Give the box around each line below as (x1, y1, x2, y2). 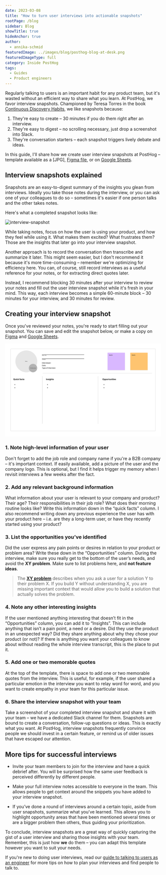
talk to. (5, 865, 19, 871)
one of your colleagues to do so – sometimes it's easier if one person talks (5, 195, 157, 201)
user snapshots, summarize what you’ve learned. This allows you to (12, 809, 151, 815)
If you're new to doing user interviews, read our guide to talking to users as (5, 854, 158, 860)
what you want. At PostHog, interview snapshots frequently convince (5, 725, 146, 731)
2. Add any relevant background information (5, 484, 114, 491)
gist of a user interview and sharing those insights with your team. (5, 834, 140, 840)
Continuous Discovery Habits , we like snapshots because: (5, 106, 124, 111)
